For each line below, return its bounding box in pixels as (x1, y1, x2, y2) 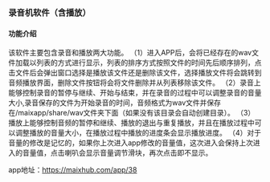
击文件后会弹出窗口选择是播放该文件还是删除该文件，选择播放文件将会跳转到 (8, 68, 262, 78)
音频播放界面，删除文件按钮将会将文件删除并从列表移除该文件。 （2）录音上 (8, 78, 261, 87)
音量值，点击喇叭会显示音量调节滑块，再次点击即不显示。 (22, 148, 213, 158)
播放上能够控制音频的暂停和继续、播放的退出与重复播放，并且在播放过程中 (8, 118, 255, 127)
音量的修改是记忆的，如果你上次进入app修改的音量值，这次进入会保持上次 (8, 138, 254, 148)
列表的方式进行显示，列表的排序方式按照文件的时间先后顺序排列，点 (35, 58, 262, 67)
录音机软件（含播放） (8, 6, 91, 18)
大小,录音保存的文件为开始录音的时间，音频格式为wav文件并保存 (8, 98, 222, 107)
